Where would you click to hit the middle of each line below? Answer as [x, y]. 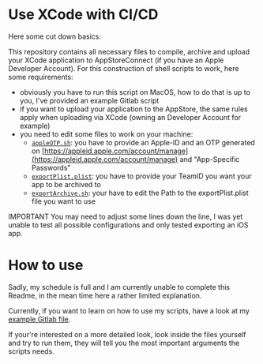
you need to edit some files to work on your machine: [106, 134]
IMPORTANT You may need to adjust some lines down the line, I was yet [126, 216]
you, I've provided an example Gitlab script [89, 100]
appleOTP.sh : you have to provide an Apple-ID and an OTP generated [143, 142]
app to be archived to [66, 184]
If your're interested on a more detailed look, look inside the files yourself [127, 334]
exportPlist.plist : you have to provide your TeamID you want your [142, 176]
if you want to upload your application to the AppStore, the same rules [133, 109]
